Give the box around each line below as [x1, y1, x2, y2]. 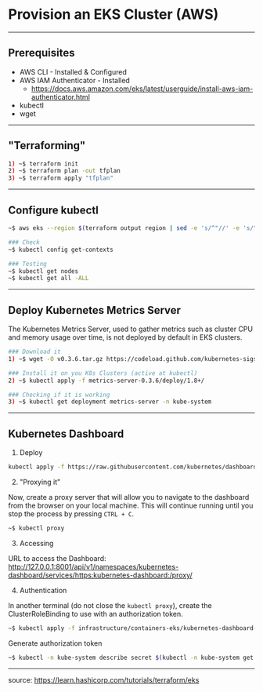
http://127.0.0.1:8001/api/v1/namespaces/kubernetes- [8, 562, 179, 571]
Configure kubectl [8, 203, 99, 217]
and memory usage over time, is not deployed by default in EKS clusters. [8, 333, 243, 342]
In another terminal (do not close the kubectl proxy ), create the [8, 600, 213, 610]
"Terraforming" [8, 139, 86, 152]
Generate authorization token [8, 638, 103, 648]
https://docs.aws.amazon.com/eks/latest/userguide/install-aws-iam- [31, 84, 254, 93]
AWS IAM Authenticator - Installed [19, 75, 131, 85]
